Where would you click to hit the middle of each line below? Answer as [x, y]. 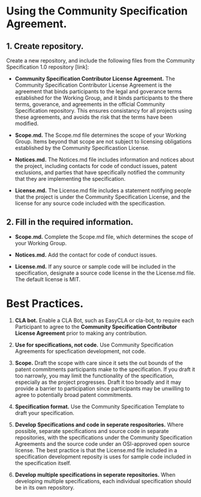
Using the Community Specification [97, 11]
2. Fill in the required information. [70, 222]
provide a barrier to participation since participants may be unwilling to [102, 388]
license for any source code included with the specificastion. [90, 203]
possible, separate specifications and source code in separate [92, 431]
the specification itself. [43, 463]
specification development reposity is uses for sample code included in [103, 457]
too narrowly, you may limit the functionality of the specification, [94, 375]
